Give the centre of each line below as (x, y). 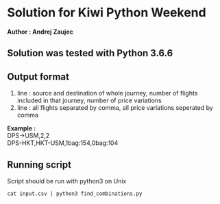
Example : (22, 128)
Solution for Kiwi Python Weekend (107, 13)
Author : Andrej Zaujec (40, 32)
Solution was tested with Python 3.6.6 (90, 53)
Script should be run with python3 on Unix (67, 181)
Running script (39, 165)
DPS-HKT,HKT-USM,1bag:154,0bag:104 (63, 143)
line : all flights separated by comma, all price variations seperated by (115, 108)
